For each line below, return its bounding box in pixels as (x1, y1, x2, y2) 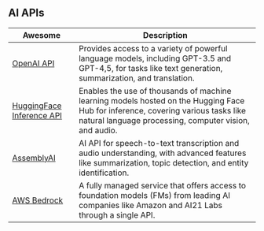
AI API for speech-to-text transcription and (78, 137, 240, 148)
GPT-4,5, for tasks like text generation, (78, 62, 223, 73)
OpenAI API (12, 58, 55, 69)
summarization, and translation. (78, 73, 195, 84)
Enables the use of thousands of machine (78, 85, 232, 96)
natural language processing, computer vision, (78, 114, 250, 125)
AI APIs (8, 6, 45, 20)
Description (142, 29, 189, 40)
